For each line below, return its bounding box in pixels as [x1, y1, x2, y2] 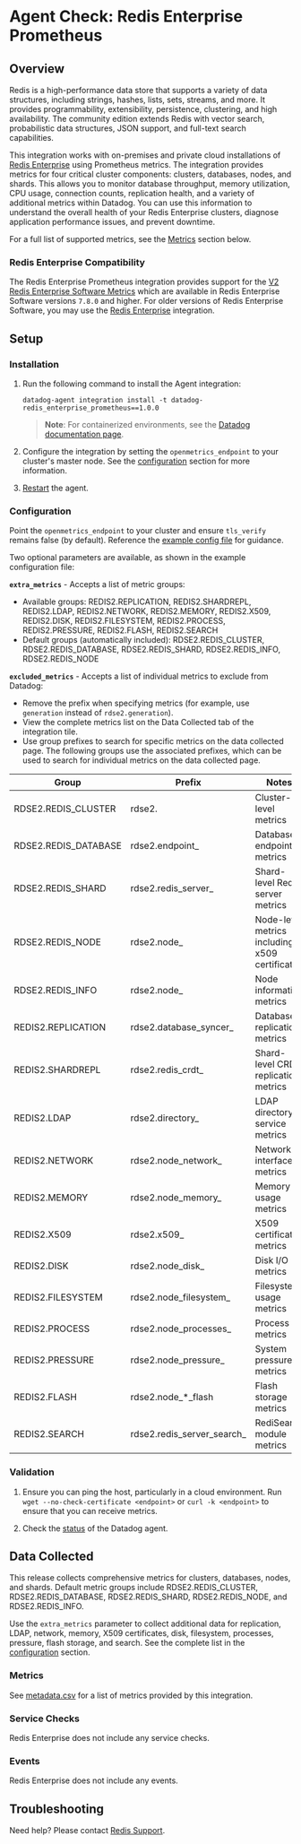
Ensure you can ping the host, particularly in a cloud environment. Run [21, 1486, 282, 1497]
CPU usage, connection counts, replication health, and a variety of [9, 188, 255, 198]
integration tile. [21, 726, 78, 737]
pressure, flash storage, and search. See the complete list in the [9, 1638, 245, 1649]
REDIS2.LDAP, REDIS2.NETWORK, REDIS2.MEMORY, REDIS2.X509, [21, 606, 271, 617]
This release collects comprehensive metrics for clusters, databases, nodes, [9, 1572, 291, 1583]
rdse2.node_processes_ [130, 1322, 231, 1335]
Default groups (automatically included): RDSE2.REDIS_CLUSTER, [21, 635, 265, 645]
